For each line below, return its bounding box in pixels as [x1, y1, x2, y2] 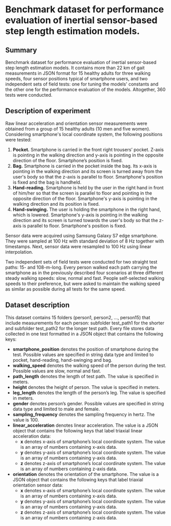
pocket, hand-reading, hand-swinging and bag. [12, 357, 112, 363]
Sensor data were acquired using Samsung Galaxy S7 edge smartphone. [5, 232, 158, 238]
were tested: [5, 137, 32, 143]
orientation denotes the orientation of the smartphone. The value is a [12, 471, 159, 477]
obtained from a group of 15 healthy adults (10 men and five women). [5, 125, 151, 131]
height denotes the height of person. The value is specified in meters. [12, 384, 160, 390]
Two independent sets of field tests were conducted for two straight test [5, 258, 158, 265]
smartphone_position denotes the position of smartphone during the [12, 346, 159, 352]
